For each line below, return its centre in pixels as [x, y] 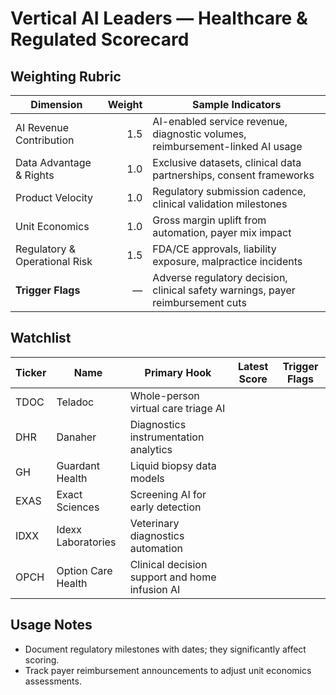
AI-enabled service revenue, [220, 121]
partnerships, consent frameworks [233, 175]
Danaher [76, 437]
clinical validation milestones [220, 204]
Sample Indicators [237, 104]
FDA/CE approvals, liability [214, 249]
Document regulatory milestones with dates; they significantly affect [165, 649]
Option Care [84, 570]
